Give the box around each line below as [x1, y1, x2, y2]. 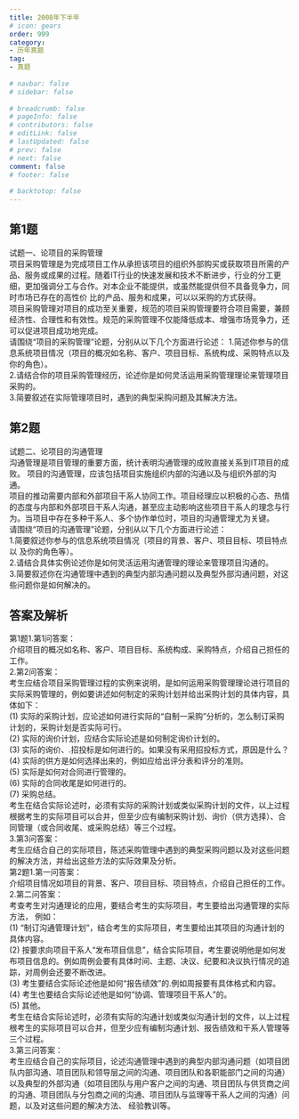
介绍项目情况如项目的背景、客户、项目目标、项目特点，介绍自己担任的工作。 [9, 878, 290, 888]
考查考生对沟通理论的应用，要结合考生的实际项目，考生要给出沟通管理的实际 [9, 900, 290, 911]
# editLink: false [9, 129, 77, 138]
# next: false [9, 153, 62, 163]
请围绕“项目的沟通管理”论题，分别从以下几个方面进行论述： [9, 523, 227, 534]
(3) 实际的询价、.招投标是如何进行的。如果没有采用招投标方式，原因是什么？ [9, 744, 289, 755]
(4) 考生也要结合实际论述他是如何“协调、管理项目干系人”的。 [9, 989, 232, 1000]
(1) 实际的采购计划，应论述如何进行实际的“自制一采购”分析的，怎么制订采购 [9, 711, 285, 722]
